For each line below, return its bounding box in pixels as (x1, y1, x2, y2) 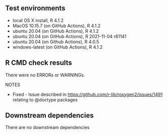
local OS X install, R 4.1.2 (12, 17, 64, 23)
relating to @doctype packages (12, 96, 78, 102)
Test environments (5, 4, 65, 13)
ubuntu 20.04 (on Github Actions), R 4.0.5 (12, 39, 100, 45)
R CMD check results (5, 59, 72, 67)
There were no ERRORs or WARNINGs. (5, 72, 86, 78)
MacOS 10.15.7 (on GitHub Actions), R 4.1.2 (12, 23, 101, 29)
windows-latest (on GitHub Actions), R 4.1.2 (12, 44, 103, 50)
